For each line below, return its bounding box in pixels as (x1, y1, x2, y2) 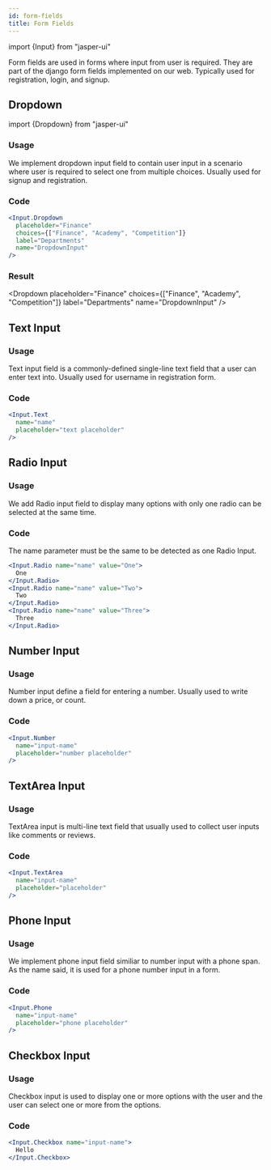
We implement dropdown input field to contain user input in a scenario (8, 158, 243, 168)
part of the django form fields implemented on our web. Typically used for (8, 66, 255, 75)
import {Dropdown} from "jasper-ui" (8, 119, 129, 130)
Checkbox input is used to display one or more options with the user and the (8, 1091, 263, 1101)
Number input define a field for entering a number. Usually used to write (8, 687, 248, 696)
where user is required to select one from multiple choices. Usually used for (8, 167, 261, 177)
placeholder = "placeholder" (15, 884, 107, 892)
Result (8, 270, 35, 282)
